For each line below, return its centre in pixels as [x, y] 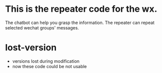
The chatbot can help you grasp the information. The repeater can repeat [80, 23]
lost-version [31, 48]
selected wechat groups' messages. [42, 27]
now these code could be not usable [50, 66]
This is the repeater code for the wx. [81, 9]
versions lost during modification [46, 61]
